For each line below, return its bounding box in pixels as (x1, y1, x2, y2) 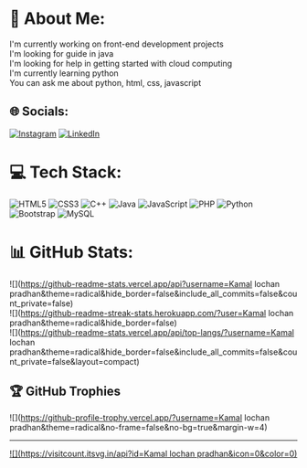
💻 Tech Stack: (9, 162, 122, 182)
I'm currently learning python (9, 68, 119, 79)
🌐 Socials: (9, 104, 69, 120)
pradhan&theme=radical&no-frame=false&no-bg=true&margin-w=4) (9, 422, 268, 433)
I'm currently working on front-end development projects (9, 38, 224, 49)
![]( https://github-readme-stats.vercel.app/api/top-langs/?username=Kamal (9, 326, 295, 337)
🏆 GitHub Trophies (9, 384, 122, 399)
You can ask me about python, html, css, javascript (9, 77, 202, 88)
